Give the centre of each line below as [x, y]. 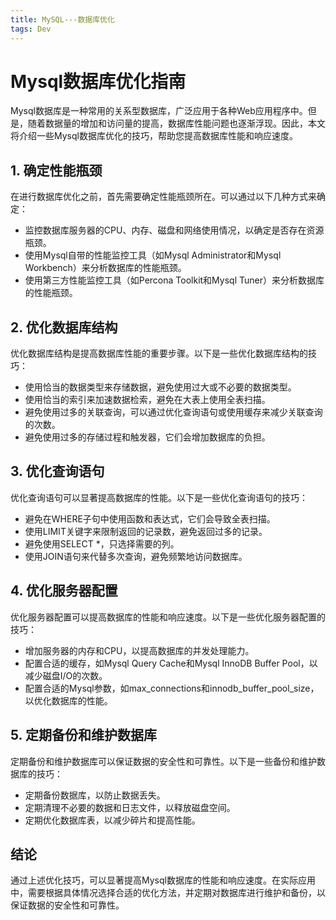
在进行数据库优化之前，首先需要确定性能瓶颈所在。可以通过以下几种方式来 [163, 197]
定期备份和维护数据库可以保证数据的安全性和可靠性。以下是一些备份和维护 [163, 761]
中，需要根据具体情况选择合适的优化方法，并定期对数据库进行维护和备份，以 [168, 893]
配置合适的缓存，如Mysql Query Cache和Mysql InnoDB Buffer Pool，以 [171, 663]
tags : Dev [31, 29]
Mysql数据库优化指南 [98, 81]
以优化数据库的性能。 [68, 700]
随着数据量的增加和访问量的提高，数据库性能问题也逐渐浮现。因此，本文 [176, 123]
